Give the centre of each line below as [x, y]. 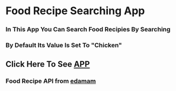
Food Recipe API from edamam [51, 81]
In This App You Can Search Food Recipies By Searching [88, 30]
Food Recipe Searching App [75, 11]
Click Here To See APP [48, 64]
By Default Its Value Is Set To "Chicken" [64, 45]
